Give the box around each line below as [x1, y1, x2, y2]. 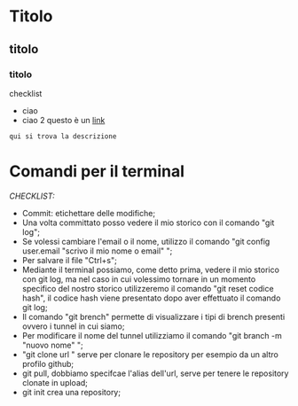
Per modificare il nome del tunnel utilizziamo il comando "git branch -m [21, 330, 282, 340]
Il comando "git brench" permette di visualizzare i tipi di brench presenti [21, 311, 286, 322]
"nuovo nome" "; [21, 340, 84, 350]
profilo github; [21, 358, 74, 369]
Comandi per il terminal [9, 161, 184, 182]
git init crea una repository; [21, 386, 122, 397]
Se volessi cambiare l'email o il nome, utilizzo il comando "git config [21, 236, 271, 246]
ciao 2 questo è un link [21, 114, 106, 125]
